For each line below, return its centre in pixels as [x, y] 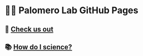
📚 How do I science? [39, 47]
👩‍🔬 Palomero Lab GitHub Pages [71, 10]
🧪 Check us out [29, 29]
